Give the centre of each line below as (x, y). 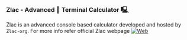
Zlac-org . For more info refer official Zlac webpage (68, 31)
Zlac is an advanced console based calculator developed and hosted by (94, 25)
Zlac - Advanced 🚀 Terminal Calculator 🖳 (67, 9)
